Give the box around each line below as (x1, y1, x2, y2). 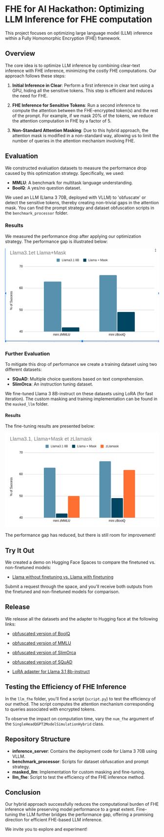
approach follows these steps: (5, 72, 66, 79)
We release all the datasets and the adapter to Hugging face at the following (5, 616, 158, 622)
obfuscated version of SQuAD (12, 659, 73, 665)
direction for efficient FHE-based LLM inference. (5, 817, 102, 823)
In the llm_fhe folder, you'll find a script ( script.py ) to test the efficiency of (5, 695, 156, 701)
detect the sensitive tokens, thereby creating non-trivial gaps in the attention (5, 199, 159, 205)
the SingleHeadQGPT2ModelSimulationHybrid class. (5, 721, 104, 727)
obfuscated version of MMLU (12, 640, 72, 646)
